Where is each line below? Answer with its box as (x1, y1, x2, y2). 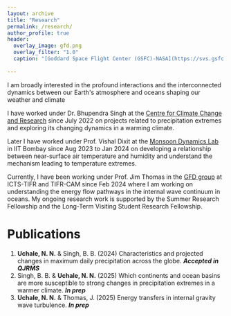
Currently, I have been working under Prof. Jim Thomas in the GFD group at (7, 173, 223, 181)
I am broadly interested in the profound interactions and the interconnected (7, 80, 221, 89)
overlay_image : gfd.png (13, 42, 82, 49)
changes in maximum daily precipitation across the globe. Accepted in (17, 256, 219, 265)
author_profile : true (7, 29, 70, 37)
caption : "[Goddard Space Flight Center (13, 55, 131, 62)
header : (7, 36, 30, 43)
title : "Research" (7, 17, 60, 24)
